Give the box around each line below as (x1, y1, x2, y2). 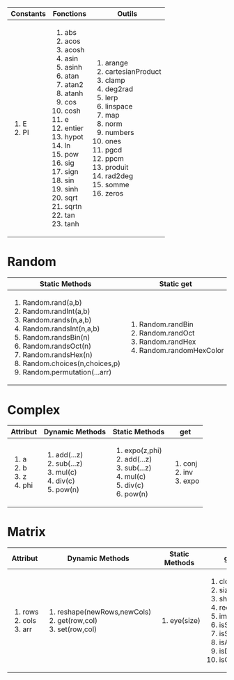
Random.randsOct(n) (22, 341, 92, 351)
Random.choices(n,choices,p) (22, 358, 120, 368)
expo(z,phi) (124, 445, 162, 455)
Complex (7, 402, 61, 418)
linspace (104, 102, 133, 111)
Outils (117, 9, 138, 18)
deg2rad (104, 84, 134, 93)
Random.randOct (139, 328, 195, 338)
